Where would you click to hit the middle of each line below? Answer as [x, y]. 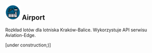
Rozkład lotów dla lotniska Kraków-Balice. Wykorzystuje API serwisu [76, 30]
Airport [33, 18]
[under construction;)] [28, 45]
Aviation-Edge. [21, 35]
